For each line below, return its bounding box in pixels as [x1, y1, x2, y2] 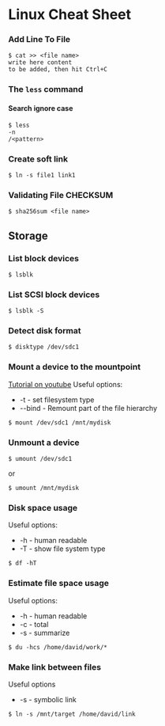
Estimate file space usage [8, 578, 109, 589]
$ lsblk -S [8, 307, 44, 315]
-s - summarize [19, 628, 70, 637]
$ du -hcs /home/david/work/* [8, 643, 108, 651]
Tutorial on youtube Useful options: [8, 379, 123, 389]
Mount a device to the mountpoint [8, 362, 141, 373]
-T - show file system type [19, 544, 106, 553]
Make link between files [8, 661, 101, 672]
